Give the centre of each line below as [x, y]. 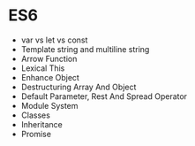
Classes [35, 115]
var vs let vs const [54, 40]
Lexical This [43, 68]
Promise [36, 134]
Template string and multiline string [85, 49]
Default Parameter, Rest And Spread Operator [104, 96]
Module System [49, 105]
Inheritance [42, 124]
